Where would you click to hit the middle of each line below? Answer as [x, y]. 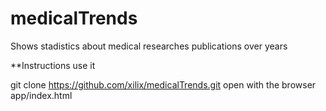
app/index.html [41, 95]
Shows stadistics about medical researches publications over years [149, 46]
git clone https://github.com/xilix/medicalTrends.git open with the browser [163, 84]
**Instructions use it [53, 65]
